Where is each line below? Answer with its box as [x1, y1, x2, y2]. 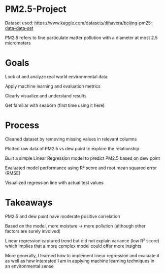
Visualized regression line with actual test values [5, 180, 104, 185]
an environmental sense [5, 263, 54, 269]
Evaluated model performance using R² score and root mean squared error [5, 165, 157, 171]
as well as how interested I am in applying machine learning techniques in [5, 258, 155, 264]
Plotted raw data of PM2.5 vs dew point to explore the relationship [5, 145, 139, 151]
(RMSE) [5, 170, 21, 176]
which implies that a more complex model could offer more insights [5, 243, 142, 249]
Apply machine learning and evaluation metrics [5, 83, 101, 89]
